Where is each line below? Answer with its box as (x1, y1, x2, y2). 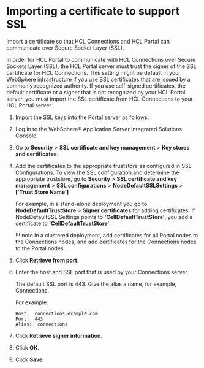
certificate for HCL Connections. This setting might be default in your (6, 69, 181, 76)
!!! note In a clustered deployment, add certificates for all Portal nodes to (15, 231, 198, 239)
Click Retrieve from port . (15, 256, 79, 264)
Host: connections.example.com (15, 310, 98, 316)
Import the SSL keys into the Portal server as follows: (15, 113, 149, 121)
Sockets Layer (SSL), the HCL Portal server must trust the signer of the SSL (6, 63, 197, 70)
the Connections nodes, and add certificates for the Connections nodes (15, 238, 197, 245)
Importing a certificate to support (6, 4, 180, 18)
